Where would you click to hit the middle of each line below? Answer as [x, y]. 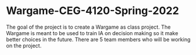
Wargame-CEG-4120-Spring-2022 [93, 11]
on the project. [24, 46]
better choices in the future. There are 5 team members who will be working [98, 39]
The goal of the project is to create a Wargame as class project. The [88, 27]
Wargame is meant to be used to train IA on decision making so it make [92, 33]
